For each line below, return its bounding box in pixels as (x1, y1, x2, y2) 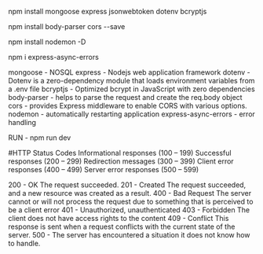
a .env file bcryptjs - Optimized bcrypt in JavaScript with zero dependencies (8, 84, 255, 94)
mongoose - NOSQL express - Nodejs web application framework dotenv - (8, 68, 251, 77)
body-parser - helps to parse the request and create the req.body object (8, 93, 243, 101)
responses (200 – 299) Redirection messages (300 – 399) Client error (8, 156, 234, 166)
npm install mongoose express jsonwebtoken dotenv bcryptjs (8, 7, 207, 16)
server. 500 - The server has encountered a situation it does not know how (8, 230, 250, 239)
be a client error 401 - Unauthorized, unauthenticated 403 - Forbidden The (8, 205, 250, 215)
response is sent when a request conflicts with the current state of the (8, 222, 236, 231)
